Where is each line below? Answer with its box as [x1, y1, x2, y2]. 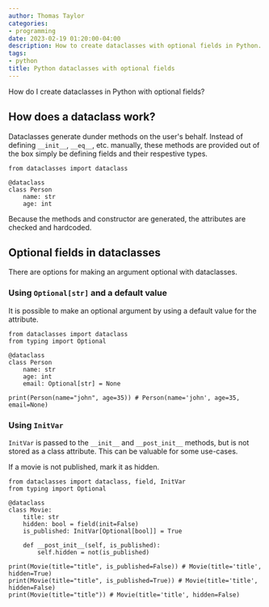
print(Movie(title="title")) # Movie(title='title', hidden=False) [8, 591, 241, 599]
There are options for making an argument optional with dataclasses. [8, 268, 237, 277]
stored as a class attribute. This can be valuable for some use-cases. [8, 446, 238, 456]
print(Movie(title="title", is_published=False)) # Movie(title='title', [8, 563, 263, 571]
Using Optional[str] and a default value [8, 288, 167, 299]
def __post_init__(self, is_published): [23, 541, 161, 550]
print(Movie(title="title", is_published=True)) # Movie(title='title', [8, 576, 258, 584]
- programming [8, 27, 57, 35]
